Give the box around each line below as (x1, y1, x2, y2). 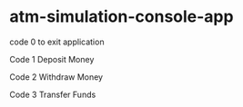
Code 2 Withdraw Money (9, 71, 103, 83)
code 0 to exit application (9, 36, 105, 47)
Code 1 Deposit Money (9, 53, 95, 64)
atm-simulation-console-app (9, 6, 234, 27)
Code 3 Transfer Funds (9, 89, 96, 100)
